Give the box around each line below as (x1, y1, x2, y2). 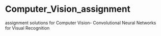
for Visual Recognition (5, 25, 50, 31)
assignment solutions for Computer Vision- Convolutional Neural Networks (5, 20, 156, 26)
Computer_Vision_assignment (5, 3, 131, 15)
